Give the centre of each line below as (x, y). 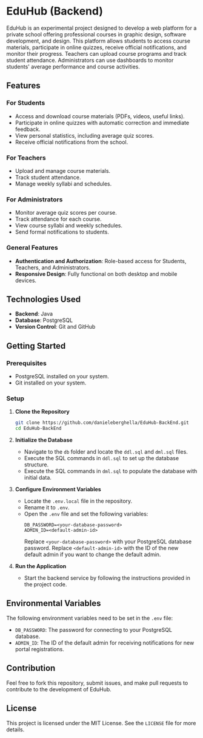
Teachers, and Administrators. (53, 267)
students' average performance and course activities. (73, 66)
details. (15, 730)
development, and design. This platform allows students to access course (98, 41)
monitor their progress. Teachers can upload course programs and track (96, 53)
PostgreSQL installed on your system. (62, 377)
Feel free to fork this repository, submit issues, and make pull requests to (97, 683)
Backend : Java (34, 314)
